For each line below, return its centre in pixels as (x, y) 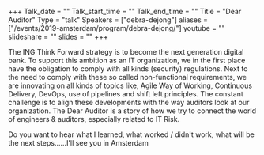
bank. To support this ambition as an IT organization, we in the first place (127, 60)
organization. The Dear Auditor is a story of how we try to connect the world (132, 111)
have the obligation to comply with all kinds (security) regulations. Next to (128, 69)
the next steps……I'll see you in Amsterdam (78, 143)
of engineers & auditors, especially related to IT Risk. (94, 119)
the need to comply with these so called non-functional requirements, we (128, 77)
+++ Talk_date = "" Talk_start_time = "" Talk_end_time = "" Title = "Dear (125, 11)
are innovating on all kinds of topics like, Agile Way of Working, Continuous (130, 85)
